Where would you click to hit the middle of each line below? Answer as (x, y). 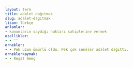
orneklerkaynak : (21, 54)
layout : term (18, 9)
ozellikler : (17, 36)
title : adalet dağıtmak (29, 14)
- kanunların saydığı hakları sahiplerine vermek (56, 32)
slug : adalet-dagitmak (28, 18)
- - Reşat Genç (20, 58)
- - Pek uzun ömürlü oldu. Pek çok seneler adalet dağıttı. (67, 49)
